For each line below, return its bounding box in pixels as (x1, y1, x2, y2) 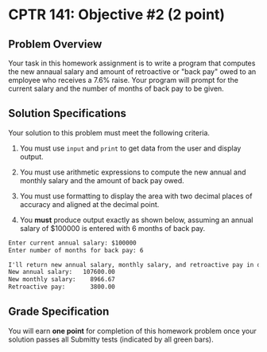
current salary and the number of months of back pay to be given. (8, 84, 224, 93)
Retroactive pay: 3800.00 (8, 283, 115, 291)
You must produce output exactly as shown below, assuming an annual (19, 215, 253, 225)
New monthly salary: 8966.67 (8, 276, 115, 284)
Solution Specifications (8, 107, 127, 120)
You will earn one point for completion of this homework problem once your (8, 326, 257, 335)
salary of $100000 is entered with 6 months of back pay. (19, 223, 206, 233)
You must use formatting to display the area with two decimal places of (19, 191, 253, 201)
